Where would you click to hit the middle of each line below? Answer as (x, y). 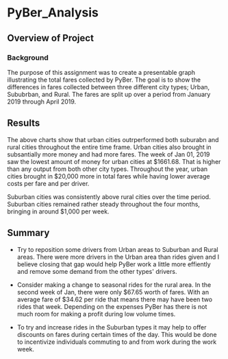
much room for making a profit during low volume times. (96, 314)
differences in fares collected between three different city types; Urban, (109, 86)
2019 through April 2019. (42, 102)
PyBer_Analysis (53, 13)
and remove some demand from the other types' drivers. (97, 271)
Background (28, 58)
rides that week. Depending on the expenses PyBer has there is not (112, 306)
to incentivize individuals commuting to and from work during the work (117, 342)
